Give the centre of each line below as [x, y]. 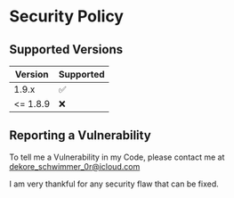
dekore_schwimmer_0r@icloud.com [75, 166]
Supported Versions [66, 49]
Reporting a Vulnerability [80, 136]
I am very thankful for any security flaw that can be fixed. [114, 184]
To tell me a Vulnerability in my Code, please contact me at [117, 157]
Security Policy [67, 16]
